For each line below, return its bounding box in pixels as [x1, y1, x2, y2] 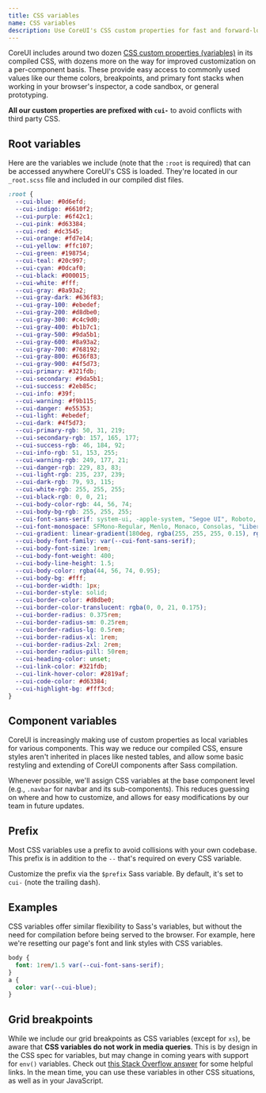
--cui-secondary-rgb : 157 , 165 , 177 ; [15, 434, 140, 442]
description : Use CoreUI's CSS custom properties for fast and [8, 26, 222, 34]
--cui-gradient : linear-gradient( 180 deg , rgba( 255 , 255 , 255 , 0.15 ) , [15, 529, 250, 538]
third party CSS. [8, 114, 61, 124]
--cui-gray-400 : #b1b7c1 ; [15, 323, 101, 331]
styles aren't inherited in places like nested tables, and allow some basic [8, 752, 244, 762]
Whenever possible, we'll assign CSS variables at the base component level [8, 775, 256, 786]
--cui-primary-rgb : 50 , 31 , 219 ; [15, 426, 126, 435]
